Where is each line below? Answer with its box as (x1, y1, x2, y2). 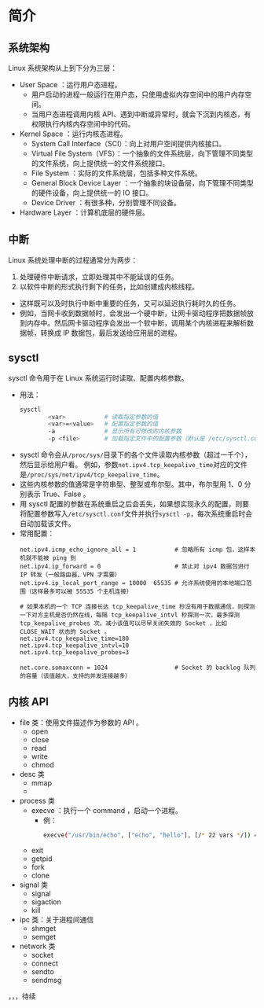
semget (31, 932, 57, 941)
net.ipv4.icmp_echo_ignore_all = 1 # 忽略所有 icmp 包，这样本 (19, 546, 256, 554)
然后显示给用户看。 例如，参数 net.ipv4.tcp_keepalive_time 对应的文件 (19, 460, 248, 469)
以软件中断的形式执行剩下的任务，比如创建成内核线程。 (19, 281, 199, 291)
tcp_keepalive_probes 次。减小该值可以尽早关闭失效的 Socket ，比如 (19, 620, 228, 627)
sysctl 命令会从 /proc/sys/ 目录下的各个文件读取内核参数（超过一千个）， (19, 450, 251, 459)
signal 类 (19, 880, 49, 889)
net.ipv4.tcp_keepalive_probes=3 (19, 649, 130, 657)
